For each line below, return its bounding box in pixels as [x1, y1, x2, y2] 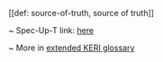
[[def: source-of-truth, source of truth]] [8, 8, 155, 18]
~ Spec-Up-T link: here [8, 25, 95, 35]
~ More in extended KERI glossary [8, 42, 135, 53]
